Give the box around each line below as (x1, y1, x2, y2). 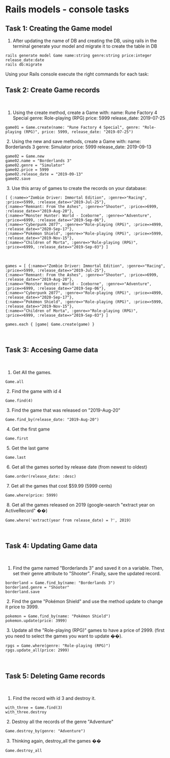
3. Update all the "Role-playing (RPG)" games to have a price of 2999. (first (6, 627, 165, 633)
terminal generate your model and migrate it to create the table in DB (12, 43, 157, 49)
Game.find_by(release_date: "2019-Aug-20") (5, 417, 100, 422)
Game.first (5, 436, 29, 441)
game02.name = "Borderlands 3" (5, 158, 72, 163)
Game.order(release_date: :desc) (5, 474, 77, 479)
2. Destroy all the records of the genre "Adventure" (6, 718, 114, 725)
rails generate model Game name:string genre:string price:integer (5, 53, 152, 58)
